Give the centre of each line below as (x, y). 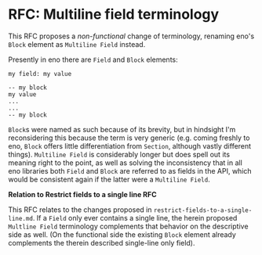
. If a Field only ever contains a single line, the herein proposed (135, 217)
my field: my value (40, 74)
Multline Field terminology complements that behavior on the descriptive (128, 226)
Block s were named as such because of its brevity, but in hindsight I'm (122, 129)
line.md (21, 218)
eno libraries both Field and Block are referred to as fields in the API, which (130, 171)
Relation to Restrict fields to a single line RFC (82, 194)
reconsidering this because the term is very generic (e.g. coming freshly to (129, 138)
